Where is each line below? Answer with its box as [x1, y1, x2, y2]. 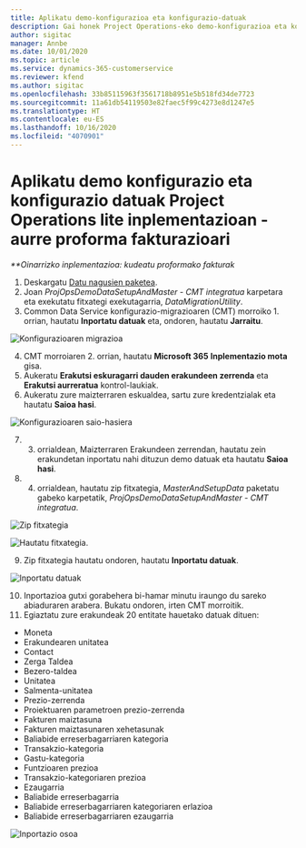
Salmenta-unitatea [23, 684, 94, 696]
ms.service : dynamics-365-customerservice [10, 65, 173, 74]
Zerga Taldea [23, 656, 74, 667]
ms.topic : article [10, 56, 80, 65]
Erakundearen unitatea [23, 636, 109, 647]
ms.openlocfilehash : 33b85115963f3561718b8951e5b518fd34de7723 [10, 89, 255, 98]
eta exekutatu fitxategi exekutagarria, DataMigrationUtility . [23, 296, 243, 307]
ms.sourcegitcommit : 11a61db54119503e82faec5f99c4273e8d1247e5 [10, 97, 255, 107]
